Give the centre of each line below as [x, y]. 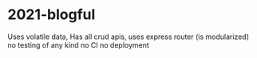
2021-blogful [51, 15]
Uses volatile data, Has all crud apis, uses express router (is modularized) [128, 37]
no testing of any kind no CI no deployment [78, 44]
